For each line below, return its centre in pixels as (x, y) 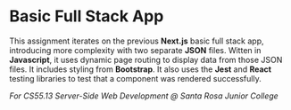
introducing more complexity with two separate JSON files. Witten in (135, 50)
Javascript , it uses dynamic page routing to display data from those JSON (146, 59)
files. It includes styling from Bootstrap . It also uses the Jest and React (141, 69)
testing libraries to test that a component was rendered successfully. (135, 78)
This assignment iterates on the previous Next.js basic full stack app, (137, 41)
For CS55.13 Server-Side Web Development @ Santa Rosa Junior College (144, 96)
